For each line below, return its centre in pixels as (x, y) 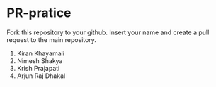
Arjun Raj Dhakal (41, 76)
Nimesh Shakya (40, 60)
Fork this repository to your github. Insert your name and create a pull (108, 32)
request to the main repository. (52, 39)
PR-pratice (39, 13)
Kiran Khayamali (41, 53)
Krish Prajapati (38, 68)
